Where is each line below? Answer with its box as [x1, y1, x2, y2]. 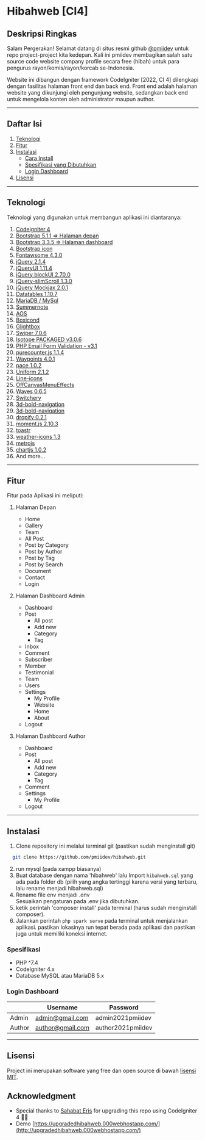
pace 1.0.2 [15, 361, 42, 369]
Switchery [15, 394, 41, 401]
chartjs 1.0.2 [15, 446, 47, 453]
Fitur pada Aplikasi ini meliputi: [7, 492, 84, 499]
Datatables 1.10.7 [15, 290, 58, 297]
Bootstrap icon [15, 245, 53, 252]
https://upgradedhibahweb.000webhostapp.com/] [33, 1120, 161, 1127]
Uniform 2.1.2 [15, 368, 49, 375]
